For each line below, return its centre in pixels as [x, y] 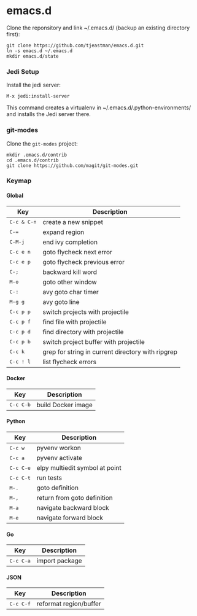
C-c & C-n [23, 222]
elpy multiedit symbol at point [79, 468]
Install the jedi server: [34, 85]
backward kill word [70, 272]
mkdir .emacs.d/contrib [37, 155]
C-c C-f [20, 603]
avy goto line [61, 302]
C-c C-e [20, 468]
